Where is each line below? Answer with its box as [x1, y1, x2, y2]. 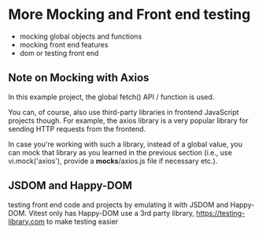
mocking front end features [19, 39, 109, 49]
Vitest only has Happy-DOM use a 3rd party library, [28, 208, 195, 217]
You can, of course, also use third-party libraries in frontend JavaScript [8, 107, 239, 117]
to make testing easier [46, 217, 119, 226]
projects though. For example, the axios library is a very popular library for [8, 116, 249, 125]
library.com [8, 217, 45, 226]
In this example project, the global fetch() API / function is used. [8, 92, 215, 102]
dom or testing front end [19, 48, 99, 58]
